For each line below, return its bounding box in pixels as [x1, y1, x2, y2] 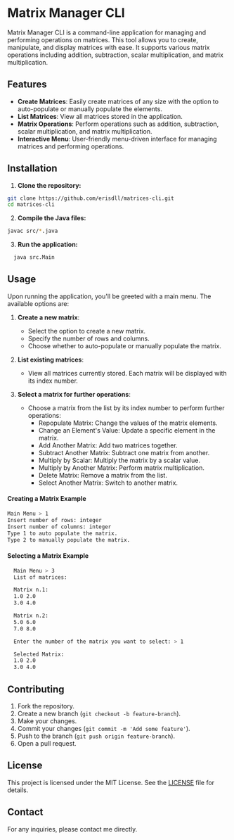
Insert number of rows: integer [7, 516, 102, 523]
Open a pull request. [17, 739, 77, 747]
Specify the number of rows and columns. [27, 334, 150, 343]
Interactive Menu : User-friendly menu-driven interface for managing [17, 134, 217, 143]
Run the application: [17, 241, 79, 249]
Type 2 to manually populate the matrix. [7, 536, 131, 543]
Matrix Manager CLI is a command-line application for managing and [7, 28, 207, 37]
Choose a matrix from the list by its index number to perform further [27, 403, 225, 412]
